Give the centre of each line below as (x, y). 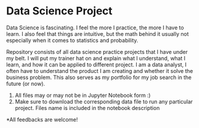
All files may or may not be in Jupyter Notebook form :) (83, 95)
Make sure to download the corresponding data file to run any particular (104, 101)
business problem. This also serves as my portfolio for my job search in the (99, 77)
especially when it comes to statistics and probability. (72, 40)
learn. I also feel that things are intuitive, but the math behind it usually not (97, 33)
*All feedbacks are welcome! (42, 119)
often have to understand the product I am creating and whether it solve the (100, 71)
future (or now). (26, 83)
